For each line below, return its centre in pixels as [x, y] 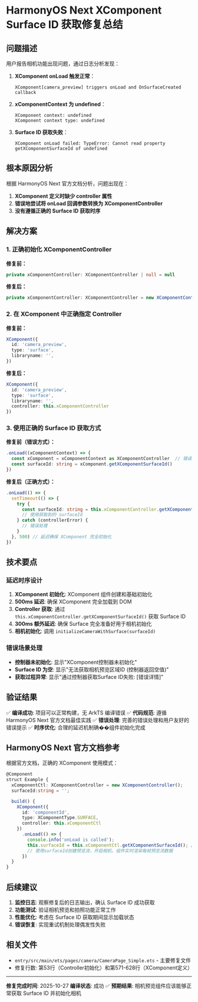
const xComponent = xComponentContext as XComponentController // [96, 459]
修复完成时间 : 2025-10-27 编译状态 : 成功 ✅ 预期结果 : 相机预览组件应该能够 [96, 985]
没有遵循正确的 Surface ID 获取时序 [57, 211]
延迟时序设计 [24, 580]
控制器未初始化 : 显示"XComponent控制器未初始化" [76, 662]
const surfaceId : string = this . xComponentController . [90, 509]
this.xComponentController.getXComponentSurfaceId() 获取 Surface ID [100, 616]
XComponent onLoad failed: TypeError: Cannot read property [90, 143]
